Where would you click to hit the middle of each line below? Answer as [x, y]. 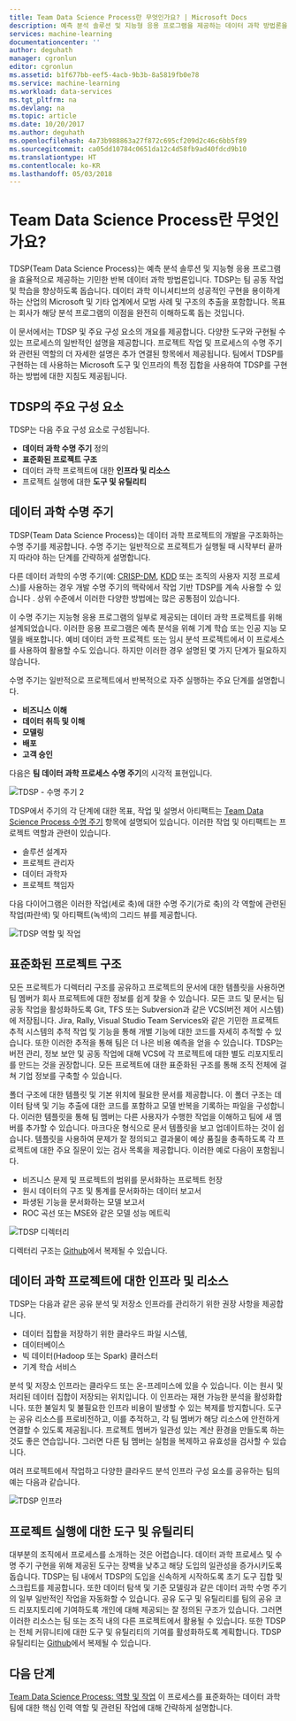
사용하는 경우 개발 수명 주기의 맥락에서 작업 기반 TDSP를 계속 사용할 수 [150, 587]
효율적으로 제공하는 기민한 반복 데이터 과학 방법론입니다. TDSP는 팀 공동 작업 [151, 280]
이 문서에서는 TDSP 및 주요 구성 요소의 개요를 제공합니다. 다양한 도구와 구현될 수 [148, 332]
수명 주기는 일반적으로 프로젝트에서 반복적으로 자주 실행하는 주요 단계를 [132, 680]
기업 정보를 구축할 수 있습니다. [70, 1076]
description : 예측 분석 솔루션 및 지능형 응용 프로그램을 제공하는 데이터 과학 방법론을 [148, 26]
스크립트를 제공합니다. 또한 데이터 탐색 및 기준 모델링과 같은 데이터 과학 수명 [140, 1588]
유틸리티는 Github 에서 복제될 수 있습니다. [80, 1643]
